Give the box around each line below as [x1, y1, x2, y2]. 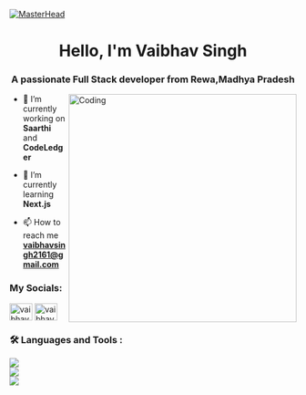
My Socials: [9, 282, 63, 295]
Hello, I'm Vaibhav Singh [58, 41, 248, 61]
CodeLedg [22, 142, 64, 153]
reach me [22, 230, 59, 241]
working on [22, 113, 66, 124]
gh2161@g [22, 249, 64, 260]
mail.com [22, 259, 59, 270]
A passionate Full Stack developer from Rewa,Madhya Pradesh [11, 73, 295, 86]
